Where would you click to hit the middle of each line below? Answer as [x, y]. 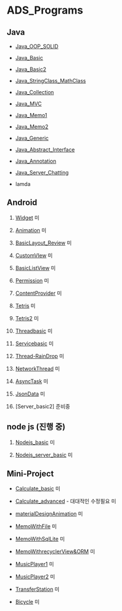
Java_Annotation [36, 161]
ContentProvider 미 [38, 293]
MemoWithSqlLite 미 [40, 539]
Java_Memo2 [32, 127]
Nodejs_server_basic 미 [44, 455]
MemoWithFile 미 [36, 526]
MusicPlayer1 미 [35, 564]
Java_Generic [32, 138]
